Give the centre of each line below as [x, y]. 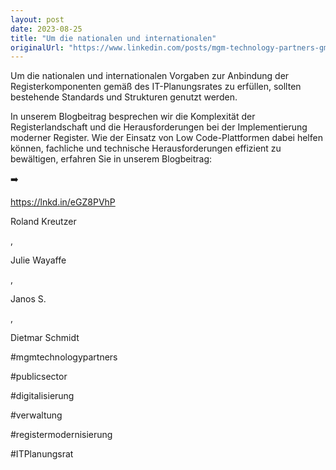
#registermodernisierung [61, 435]
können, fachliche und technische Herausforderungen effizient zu [146, 148]
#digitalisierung [42, 396]
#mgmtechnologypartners [64, 357]
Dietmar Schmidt [45, 338]
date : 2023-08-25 [46, 29]
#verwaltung [36, 415]
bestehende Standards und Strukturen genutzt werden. [124, 97]
